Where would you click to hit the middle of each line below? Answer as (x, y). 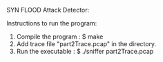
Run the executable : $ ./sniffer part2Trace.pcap (85, 51)
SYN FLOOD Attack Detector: (48, 10)
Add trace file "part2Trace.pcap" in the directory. (86, 44)
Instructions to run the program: (52, 23)
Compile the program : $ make (60, 37)
